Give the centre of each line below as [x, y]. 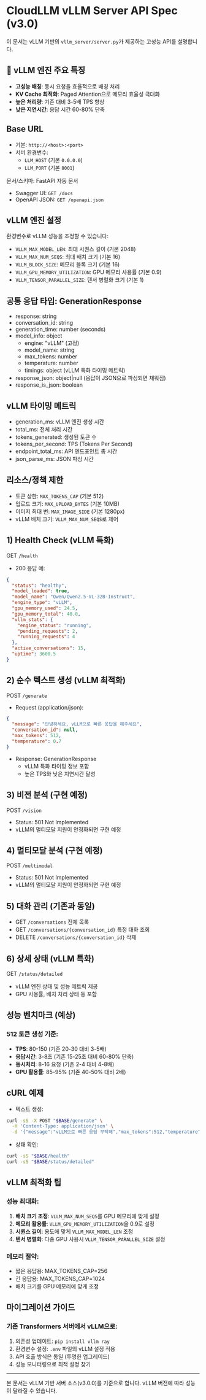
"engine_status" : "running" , [55, 625]
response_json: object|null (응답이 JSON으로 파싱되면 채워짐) [91, 378]
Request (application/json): [49, 707]
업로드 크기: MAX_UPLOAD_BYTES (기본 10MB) [67, 503]
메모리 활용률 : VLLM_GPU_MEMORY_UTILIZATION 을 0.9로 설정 [85, 1224]
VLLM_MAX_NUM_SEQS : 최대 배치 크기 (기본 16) [68, 257]
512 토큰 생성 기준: [32, 1034]
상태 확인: [27, 1145]
